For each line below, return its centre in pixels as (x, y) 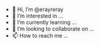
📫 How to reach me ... (40, 36)
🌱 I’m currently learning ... (44, 22)
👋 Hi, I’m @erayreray (38, 9)
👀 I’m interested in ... (38, 16)
